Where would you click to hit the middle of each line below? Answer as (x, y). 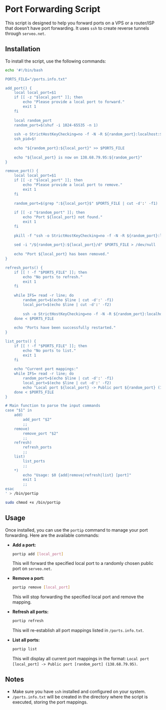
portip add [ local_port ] (38, 554)
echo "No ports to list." (50, 351)
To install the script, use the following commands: (56, 61)
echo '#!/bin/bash (24, 70)
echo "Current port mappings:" (46, 369)
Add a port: (24, 545)
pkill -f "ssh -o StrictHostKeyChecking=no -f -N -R (69, 236)
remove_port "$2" (41, 433)
